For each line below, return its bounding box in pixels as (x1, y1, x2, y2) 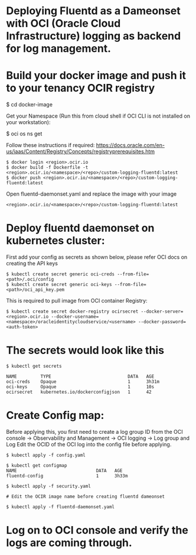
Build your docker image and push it (6, 69, 187, 82)
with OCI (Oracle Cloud (6, 17, 121, 30)
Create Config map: (6, 409, 104, 422)
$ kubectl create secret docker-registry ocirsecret (6, 309, 139, 314)
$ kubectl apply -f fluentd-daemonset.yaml (6, 504, 115, 509)
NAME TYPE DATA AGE (6, 374, 155, 379)
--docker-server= (141, 309, 184, 314)
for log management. (6, 42, 111, 56)
